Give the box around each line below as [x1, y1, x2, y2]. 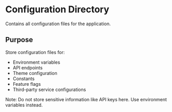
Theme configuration [12, 70, 58, 76]
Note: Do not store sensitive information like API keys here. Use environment [5, 96, 167, 102]
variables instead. [5, 102, 43, 108]
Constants [12, 76, 35, 82]
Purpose [5, 35, 33, 44]
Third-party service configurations [12, 86, 86, 92]
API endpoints [12, 64, 43, 70]
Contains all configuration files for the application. [5, 21, 111, 27]
